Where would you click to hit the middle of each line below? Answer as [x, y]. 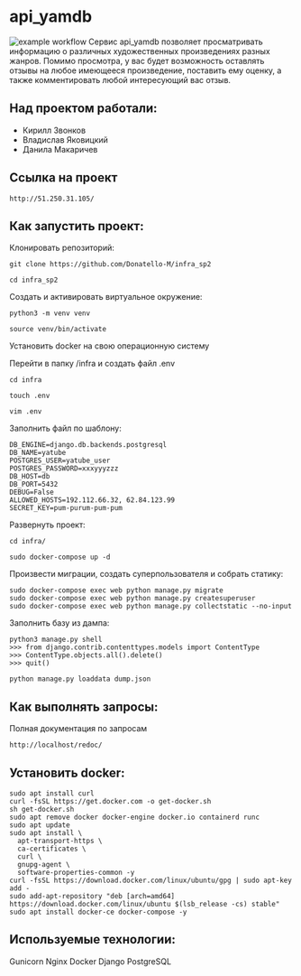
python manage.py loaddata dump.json [80, 679]
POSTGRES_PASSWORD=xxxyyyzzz [64, 469]
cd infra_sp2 [34, 280]
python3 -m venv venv [50, 313]
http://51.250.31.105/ [52, 199]
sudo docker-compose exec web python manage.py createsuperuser [132, 599]
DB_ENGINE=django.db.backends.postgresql [88, 445]
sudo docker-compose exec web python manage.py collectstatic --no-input [151, 607]
